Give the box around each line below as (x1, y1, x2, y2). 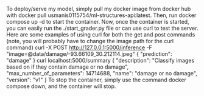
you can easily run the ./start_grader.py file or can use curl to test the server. (6, 24, 199, 32)
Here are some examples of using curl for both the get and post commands (6, 31, 195, 38)
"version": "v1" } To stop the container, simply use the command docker (6, 76, 187, 83)
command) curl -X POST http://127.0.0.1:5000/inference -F (6, 44, 152, 51)
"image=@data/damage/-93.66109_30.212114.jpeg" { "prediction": (6, 50, 172, 57)
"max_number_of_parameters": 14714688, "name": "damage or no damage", (6, 70, 198, 77)
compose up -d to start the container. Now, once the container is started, (6, 18, 190, 25)
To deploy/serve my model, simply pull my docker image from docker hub (6, 5, 191, 12)
